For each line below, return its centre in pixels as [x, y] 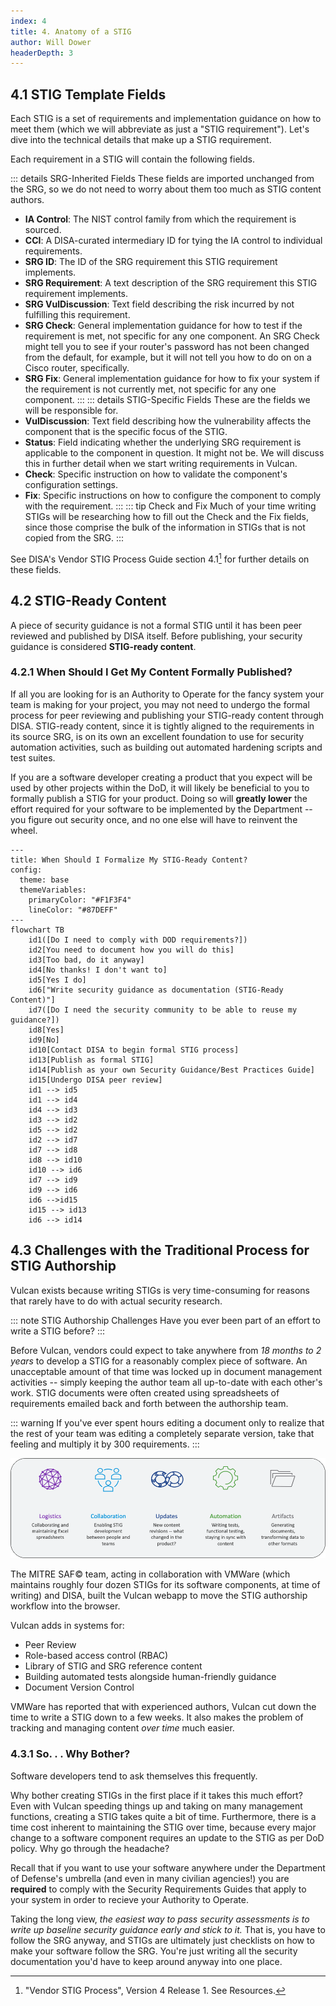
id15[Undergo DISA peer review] [95, 1080]
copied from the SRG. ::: [74, 538]
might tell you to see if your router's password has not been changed [167, 347]
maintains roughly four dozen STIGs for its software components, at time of [165, 1585]
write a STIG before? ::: [57, 1331]
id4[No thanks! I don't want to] [98, 970]
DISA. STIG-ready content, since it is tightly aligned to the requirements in [162, 726]
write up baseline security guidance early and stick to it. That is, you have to [168, 1929]
